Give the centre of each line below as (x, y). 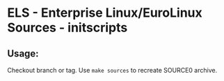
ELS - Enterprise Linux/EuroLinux (105, 13)
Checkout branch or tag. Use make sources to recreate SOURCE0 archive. (112, 70)
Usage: (23, 53)
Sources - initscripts (67, 28)
